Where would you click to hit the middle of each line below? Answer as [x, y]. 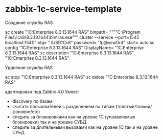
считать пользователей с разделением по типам [63, 106]
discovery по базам [32, 101]
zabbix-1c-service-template [63, 9]
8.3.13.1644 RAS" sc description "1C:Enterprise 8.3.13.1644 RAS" [70, 53]
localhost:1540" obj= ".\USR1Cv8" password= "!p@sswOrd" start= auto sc [80, 42]
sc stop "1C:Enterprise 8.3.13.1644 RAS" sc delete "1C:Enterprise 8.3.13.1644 [81, 77]
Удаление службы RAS [29, 68]
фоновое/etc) [26, 112]
